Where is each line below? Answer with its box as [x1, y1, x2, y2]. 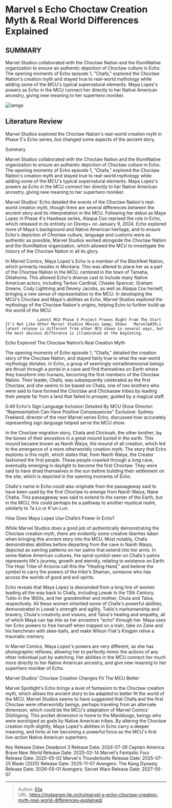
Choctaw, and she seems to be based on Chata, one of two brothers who [5, 382, 160, 389]
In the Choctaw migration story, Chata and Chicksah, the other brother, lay [5, 429, 162, 435]
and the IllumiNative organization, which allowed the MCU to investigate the [5, 243, 165, 249]
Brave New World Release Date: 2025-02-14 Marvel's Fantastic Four [5, 749, 150, 756]
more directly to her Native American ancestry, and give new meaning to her [5, 659, 166, 666]
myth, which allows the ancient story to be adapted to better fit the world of [5, 690, 165, 696]
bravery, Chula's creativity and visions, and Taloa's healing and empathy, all [5, 611, 165, 617]
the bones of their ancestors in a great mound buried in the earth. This [5, 435, 154, 441]
